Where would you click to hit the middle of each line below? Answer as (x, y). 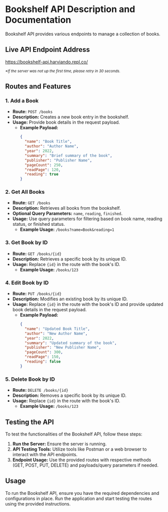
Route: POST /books (32, 112)
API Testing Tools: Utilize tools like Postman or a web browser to (79, 449)
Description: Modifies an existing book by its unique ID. (70, 299)
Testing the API (30, 422)
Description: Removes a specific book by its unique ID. (69, 395)
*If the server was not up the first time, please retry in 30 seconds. (63, 71)
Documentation (38, 20)
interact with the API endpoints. (45, 454)
